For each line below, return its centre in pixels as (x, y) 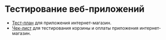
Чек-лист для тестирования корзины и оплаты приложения (75, 28)
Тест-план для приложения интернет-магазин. (62, 23)
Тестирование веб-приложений (75, 9)
